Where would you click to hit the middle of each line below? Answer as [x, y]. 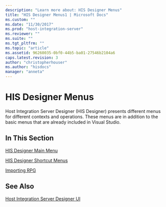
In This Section [30, 138]
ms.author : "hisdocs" [28, 67]
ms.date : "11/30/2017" [29, 24]
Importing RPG [21, 170]
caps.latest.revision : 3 [32, 57]
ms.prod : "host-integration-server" [44, 29]
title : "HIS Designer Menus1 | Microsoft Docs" [57, 15]
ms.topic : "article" [27, 48]
